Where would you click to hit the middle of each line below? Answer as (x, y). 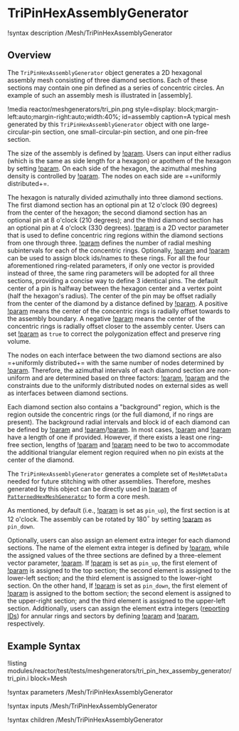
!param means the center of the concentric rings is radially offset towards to (119, 311)
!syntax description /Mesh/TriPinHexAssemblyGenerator (90, 33)
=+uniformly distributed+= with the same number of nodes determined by (116, 362)
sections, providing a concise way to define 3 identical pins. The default (113, 280)
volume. (19, 341)
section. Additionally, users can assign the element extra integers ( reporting (118, 608)
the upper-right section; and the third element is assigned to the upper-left (117, 601)
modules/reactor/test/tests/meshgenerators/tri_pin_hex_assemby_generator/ (119, 671)
